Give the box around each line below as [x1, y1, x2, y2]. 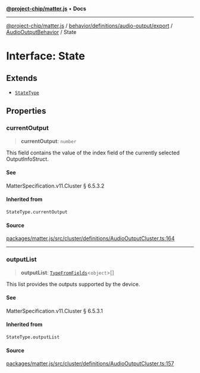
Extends [6, 73, 37, 83]
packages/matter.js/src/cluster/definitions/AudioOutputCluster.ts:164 [6, 235, 175, 242]
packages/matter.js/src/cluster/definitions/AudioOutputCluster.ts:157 [6, 360, 174, 367]
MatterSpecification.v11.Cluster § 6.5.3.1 [6, 307, 103, 315]
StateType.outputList [6, 334, 60, 340]
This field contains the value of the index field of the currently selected [6, 149, 180, 156]
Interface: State [6, 49, 85, 63]
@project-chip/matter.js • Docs [6, 5, 86, 12]
